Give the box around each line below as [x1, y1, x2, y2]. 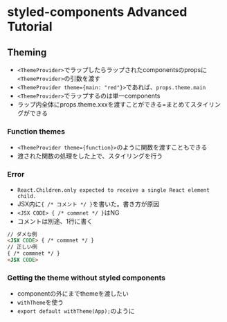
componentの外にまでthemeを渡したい [17, 289, 129, 298]
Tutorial [7, 19, 53, 35]
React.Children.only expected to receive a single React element [17, 186, 210, 194]
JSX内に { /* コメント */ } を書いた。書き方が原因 [17, 199, 160, 208]
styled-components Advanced [7, 4, 188, 20]
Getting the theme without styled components [7, 273, 166, 283]
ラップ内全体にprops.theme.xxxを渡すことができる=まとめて [17, 100, 191, 108]
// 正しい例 [7, 244, 38, 251]
